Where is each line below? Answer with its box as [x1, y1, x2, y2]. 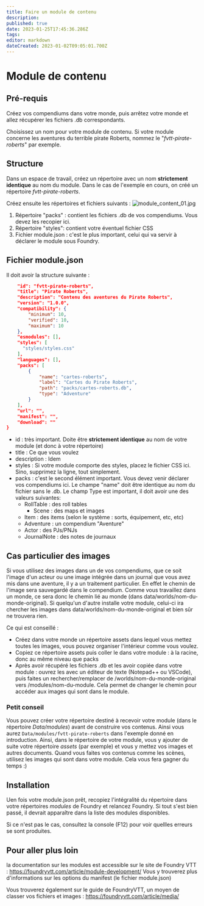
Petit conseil [6, 703, 44, 711]
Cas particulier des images [6, 550, 111, 561]
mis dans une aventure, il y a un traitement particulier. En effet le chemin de [6, 580, 196, 588]
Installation [6, 780, 50, 790]
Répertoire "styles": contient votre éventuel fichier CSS [15, 224, 153, 232]
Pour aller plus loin [6, 845, 79, 855]
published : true [6, 20, 47, 26]
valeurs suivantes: [15, 494, 61, 502]
